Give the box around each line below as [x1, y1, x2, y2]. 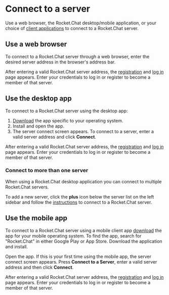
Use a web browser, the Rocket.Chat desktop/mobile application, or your [5, 20, 157, 26]
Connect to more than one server [5, 167, 89, 174]
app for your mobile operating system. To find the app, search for [5, 233, 142, 239]
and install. [5, 243, 28, 249]
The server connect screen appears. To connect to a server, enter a [12, 128, 154, 135]
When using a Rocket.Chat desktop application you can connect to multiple [5, 178, 162, 184]
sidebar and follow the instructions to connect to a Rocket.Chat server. [5, 199, 152, 205]
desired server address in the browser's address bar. [5, 59, 116, 65]
